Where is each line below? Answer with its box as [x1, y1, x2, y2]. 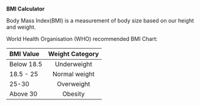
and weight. [6, 24, 36, 30]
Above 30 [9, 90, 38, 98]
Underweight [54, 60, 93, 68]
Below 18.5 [9, 60, 43, 68]
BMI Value [9, 50, 40, 58]
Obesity [62, 90, 85, 98]
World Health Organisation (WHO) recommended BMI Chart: [6, 35, 158, 42]
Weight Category [48, 50, 99, 58]
